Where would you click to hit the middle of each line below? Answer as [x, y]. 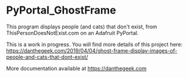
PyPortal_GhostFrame [61, 10]
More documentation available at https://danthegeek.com [77, 68]
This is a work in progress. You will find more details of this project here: [94, 44]
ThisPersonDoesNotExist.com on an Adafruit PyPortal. [73, 32]
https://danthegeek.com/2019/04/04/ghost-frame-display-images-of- [92, 50]
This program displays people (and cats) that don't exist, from [82, 27]
